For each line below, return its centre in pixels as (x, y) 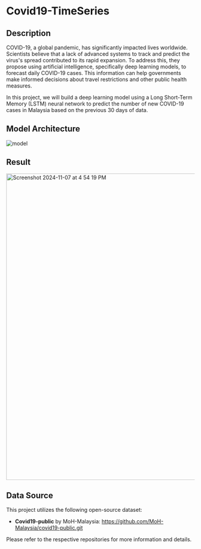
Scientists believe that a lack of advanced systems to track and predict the (98, 54)
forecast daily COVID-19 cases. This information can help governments (94, 73)
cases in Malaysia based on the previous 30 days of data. (77, 110)
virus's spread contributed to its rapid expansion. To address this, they (93, 60)
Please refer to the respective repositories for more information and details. (99, 539)
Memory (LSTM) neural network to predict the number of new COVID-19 (95, 104)
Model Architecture (43, 129)
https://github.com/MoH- (133, 521)
